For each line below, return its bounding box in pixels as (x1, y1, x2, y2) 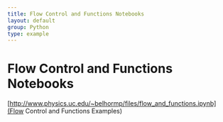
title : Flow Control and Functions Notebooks (7, 10, 144, 18)
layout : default (7, 17, 55, 24)
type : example (7, 30, 50, 38)
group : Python (7, 23, 50, 30)
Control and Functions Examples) (25, 107, 123, 116)
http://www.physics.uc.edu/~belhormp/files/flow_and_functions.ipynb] (9, 99, 217, 108)
